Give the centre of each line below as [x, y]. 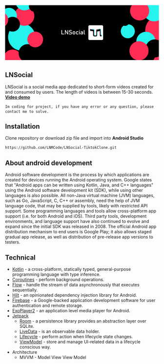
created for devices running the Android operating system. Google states [79, 180]
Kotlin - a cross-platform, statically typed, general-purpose [71, 269]
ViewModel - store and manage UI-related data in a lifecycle [80, 342]
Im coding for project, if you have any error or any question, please [79, 107]
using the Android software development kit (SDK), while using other [74, 190]
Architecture [25, 352]
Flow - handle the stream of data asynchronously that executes [76, 284]
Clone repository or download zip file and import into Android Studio [74, 138]
